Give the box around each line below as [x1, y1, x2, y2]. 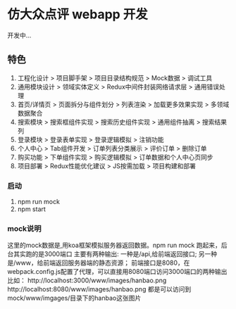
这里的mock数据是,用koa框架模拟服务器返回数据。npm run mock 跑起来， [7, 241, 222, 250]
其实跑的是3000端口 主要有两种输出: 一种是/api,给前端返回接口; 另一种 [13, 250, 218, 258]
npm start [17, 205, 46, 213]
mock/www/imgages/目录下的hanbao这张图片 [7, 294, 142, 303]
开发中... [7, 31, 32, 39]
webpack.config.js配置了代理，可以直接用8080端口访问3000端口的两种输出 [7, 267, 228, 276]
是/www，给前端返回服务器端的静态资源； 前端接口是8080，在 [7, 258, 190, 267]
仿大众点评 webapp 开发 [7, 6, 148, 23]
